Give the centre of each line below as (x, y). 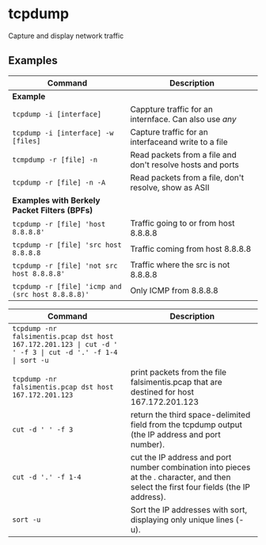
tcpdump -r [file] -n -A (59, 182)
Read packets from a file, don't (187, 177)
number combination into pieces (190, 467)
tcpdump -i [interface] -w (63, 133)
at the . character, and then (180, 477)
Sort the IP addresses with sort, (189, 509)
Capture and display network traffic (66, 36)
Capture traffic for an (169, 131)
